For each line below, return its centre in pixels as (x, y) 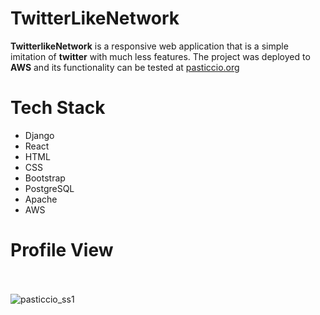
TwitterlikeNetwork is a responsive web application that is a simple (149, 46)
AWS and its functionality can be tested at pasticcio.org (125, 67)
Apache (41, 199)
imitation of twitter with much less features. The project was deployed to (160, 56)
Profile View (62, 250)
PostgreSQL (49, 188)
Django (39, 135)
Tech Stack (58, 108)
